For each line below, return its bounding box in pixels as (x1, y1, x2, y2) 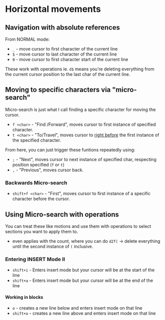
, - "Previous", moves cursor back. (12, 167, 84, 173)
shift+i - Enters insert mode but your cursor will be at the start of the (12, 267, 155, 273)
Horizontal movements (5, 3, 101, 15)
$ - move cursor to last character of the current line (12, 51, 117, 57)
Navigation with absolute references (5, 23, 120, 32)
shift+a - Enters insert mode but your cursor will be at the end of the (12, 277, 154, 283)
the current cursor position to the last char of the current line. (5, 71, 130, 77)
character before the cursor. (12, 196, 70, 202)
